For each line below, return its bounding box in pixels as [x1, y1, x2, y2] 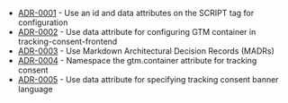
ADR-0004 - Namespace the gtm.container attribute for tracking [17, 56, 257, 65]
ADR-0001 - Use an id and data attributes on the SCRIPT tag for [17, 8, 255, 18]
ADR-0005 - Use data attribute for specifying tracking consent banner [17, 74, 279, 84]
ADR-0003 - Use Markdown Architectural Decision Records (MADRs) [17, 46, 274, 56]
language [17, 84, 53, 94]
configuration [17, 17, 68, 28]
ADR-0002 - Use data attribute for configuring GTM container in [17, 27, 256, 37]
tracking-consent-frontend [17, 36, 118, 47]
